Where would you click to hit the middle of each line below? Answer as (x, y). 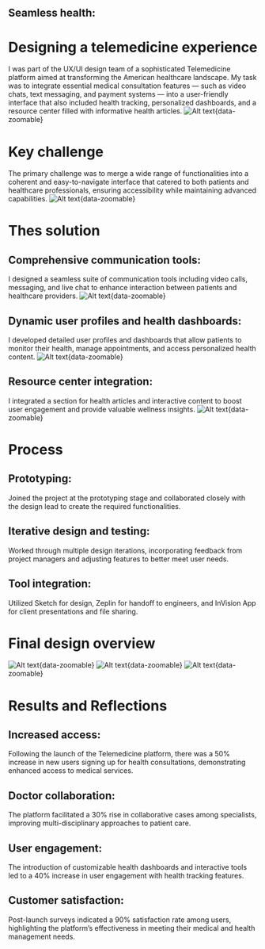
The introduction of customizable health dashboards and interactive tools (128, 867)
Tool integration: (50, 584)
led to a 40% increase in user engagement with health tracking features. (126, 876)
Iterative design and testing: (79, 532)
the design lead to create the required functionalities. (95, 506)
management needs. (42, 936)
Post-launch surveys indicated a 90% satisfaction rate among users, (120, 920)
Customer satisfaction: (66, 900)
